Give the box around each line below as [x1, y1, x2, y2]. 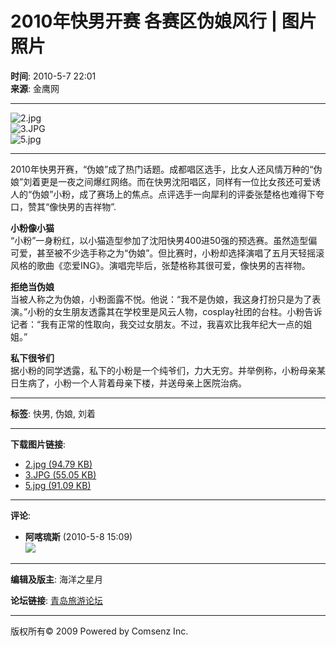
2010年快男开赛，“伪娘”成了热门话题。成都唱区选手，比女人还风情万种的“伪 [10, 163, 323, 175]
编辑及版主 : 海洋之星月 [10, 573, 103, 585]
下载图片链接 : [10, 438, 67, 450]
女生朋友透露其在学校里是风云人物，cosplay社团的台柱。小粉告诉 [53, 305, 323, 317]
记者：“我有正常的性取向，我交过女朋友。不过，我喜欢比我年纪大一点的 [10, 318, 304, 330]
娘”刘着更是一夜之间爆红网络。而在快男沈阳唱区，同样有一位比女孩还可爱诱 [10, 175, 322, 187]
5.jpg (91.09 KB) [24, 479, 92, 491]
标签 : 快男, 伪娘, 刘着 [10, 407, 96, 419]
